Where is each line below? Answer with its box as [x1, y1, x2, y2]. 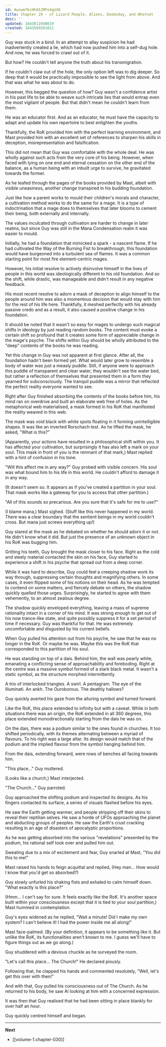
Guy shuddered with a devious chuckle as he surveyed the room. [5, 949, 137, 955]
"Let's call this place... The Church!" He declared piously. [5, 958, 122, 965]
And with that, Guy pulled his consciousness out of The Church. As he [5, 983, 148, 989]
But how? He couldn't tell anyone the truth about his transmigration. [5, 59, 143, 65]
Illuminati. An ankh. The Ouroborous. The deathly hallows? [5, 686, 124, 692]
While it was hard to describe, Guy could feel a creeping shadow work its [5, 569, 154, 575]
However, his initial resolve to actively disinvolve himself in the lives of [5, 266, 148, 272]
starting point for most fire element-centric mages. [5, 256, 109, 262]
